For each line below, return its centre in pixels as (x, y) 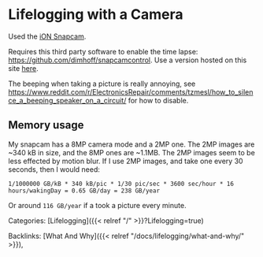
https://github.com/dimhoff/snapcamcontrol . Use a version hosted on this (128, 60)
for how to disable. (158, 100)
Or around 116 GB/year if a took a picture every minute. (97, 205)
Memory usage (46, 125)
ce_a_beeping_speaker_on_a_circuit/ (67, 100)
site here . (24, 68)
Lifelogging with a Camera (96, 15)
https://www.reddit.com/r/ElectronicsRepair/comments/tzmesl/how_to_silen (131, 91)
